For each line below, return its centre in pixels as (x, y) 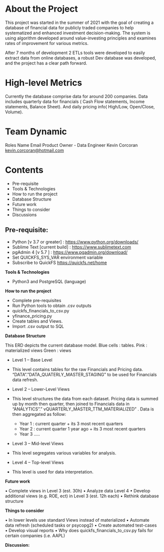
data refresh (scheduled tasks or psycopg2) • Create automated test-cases (81, 525)
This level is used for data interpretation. (53, 471)
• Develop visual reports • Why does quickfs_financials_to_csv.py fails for (79, 530)
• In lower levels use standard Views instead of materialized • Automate (77, 520)
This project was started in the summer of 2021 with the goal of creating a (79, 22)
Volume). (14, 112)
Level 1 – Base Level (32, 360)
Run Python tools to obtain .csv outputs (52, 306)
